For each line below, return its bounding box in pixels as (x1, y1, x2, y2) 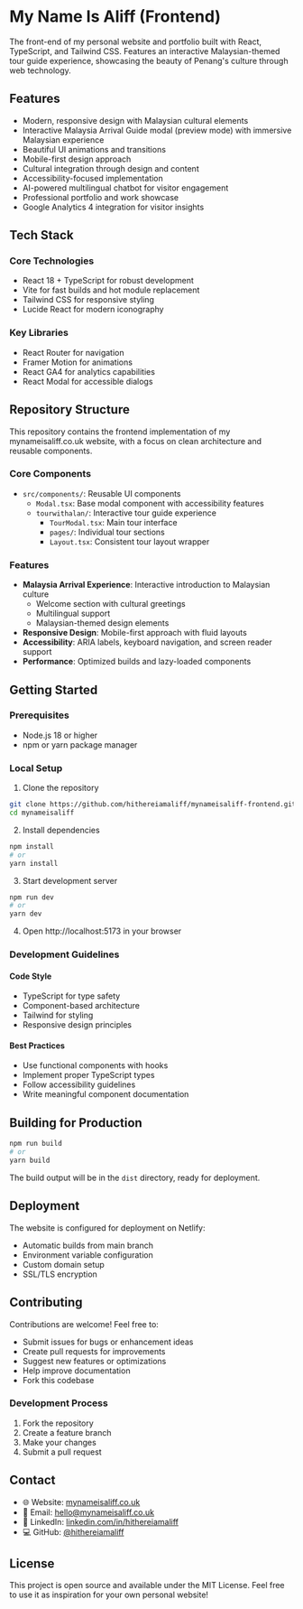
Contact (9, 1473, 56, 1488)
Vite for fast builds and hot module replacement (22, 284, 200, 295)
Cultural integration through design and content (22, 163, 200, 173)
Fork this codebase (22, 1374, 95, 1385)
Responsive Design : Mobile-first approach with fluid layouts (22, 628, 248, 638)
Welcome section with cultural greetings (35, 599, 187, 609)
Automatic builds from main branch (22, 1240, 153, 1251)
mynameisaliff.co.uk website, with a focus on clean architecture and (9, 435, 262, 446)
